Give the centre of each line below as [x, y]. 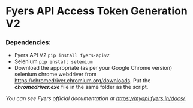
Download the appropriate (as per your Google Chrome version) [93, 68]
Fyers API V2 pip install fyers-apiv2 [62, 55]
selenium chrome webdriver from [55, 74]
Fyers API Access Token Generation [97, 11]
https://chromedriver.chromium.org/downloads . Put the [82, 81]
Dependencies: [28, 42]
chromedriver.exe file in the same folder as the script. [81, 87]
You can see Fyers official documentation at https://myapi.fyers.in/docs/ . [96, 98]
